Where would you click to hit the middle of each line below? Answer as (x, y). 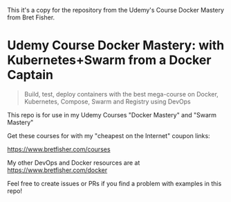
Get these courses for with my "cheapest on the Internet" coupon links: (109, 135)
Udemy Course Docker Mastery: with (116, 45)
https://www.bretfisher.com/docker (57, 170)
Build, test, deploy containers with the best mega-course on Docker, (121, 94)
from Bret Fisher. (31, 17)
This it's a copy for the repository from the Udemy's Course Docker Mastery (116, 10)
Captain (30, 75)
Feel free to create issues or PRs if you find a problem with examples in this (114, 183)
